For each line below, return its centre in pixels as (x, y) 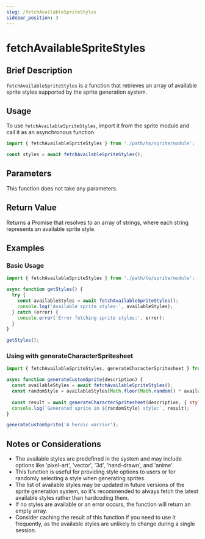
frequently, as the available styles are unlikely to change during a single (105, 524)
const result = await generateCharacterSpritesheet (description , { (99, 402)
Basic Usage (25, 266)
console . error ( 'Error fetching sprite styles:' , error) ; (91, 318)
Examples (25, 248)
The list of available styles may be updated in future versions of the (100, 485)
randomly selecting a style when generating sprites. (81, 478)
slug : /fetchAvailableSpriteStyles (52, 12)
